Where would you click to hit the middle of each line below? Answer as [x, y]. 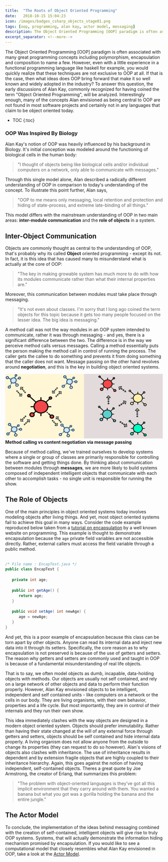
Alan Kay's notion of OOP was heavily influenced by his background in [78, 144]
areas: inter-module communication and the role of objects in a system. [80, 220]
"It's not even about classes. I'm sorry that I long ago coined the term [89, 309]
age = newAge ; [33, 617]
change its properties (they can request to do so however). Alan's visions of [83, 747]
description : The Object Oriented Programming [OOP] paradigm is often [81, 32]
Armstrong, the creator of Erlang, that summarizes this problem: [71, 773]
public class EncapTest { [32, 569]
